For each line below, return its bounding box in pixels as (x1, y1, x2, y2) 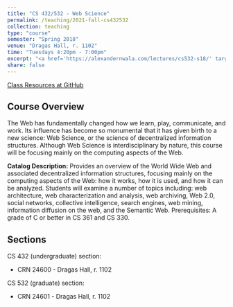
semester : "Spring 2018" (7, 36, 79, 43)
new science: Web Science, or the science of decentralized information (7, 134, 212, 142)
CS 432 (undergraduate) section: (7, 252, 102, 261)
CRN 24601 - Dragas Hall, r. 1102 (17, 292, 111, 301)
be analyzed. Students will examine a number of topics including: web (7, 184, 207, 193)
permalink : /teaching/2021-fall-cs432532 (7, 17, 129, 24)
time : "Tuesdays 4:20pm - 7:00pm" (7, 49, 107, 56)
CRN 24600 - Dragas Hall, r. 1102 (17, 265, 112, 274)
